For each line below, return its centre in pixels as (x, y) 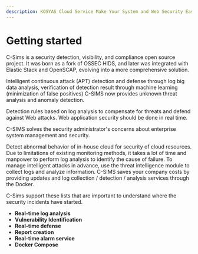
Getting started (44, 40)
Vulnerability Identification (48, 219)
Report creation (34, 232)
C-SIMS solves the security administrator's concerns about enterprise (91, 129)
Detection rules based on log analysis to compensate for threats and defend (98, 111)
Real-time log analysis (42, 213)
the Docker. (20, 184)
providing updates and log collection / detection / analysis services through (98, 178)
